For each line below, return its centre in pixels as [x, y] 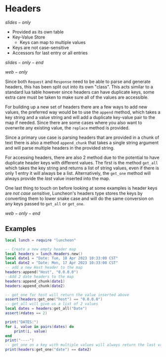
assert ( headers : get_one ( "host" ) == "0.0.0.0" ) [54, 299]
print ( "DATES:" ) [22, 322]
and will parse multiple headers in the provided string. [60, 148]
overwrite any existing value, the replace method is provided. [67, 128]
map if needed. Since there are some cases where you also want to [74, 122]
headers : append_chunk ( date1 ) [35, 281]
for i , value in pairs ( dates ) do [40, 326]
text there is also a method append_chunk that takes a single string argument [82, 142]
